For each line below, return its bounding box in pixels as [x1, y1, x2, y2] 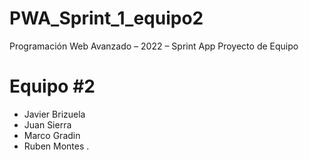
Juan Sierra [23, 118, 72, 131]
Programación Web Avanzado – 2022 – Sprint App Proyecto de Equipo [9, 40, 299, 52]
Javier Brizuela [23, 108, 86, 120]
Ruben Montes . [23, 140, 90, 152]
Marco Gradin [23, 129, 81, 141]
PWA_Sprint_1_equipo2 [9, 7, 204, 30]
